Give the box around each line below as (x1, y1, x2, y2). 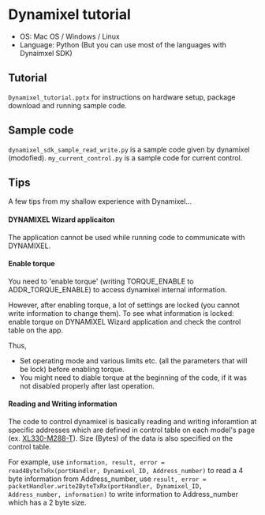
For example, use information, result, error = (8, 457, 166, 467)
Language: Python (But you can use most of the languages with (19, 39, 227, 49)
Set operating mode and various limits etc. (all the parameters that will (19, 355, 248, 365)
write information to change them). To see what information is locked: (8, 308, 234, 318)
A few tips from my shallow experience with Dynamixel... (8, 197, 192, 206)
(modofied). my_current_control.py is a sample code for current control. (8, 152, 243, 163)
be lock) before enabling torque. (19, 364, 125, 374)
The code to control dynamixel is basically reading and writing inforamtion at (8, 416, 257, 426)
